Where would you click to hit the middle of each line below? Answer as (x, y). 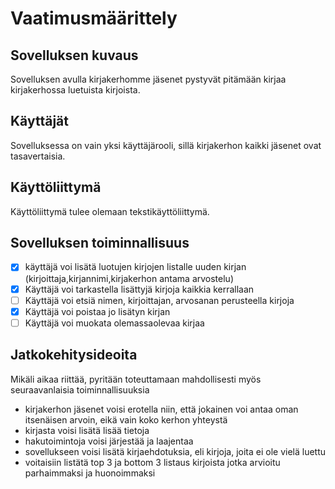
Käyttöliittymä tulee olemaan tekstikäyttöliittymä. (110, 211)
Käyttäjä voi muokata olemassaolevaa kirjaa (114, 323)
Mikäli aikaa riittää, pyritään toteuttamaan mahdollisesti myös (136, 379)
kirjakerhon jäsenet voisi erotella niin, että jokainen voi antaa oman (161, 409)
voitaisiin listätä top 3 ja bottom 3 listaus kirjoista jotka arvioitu (152, 462)
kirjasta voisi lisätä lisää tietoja (87, 430)
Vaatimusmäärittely (94, 18)
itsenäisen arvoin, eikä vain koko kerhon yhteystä (126, 419)
